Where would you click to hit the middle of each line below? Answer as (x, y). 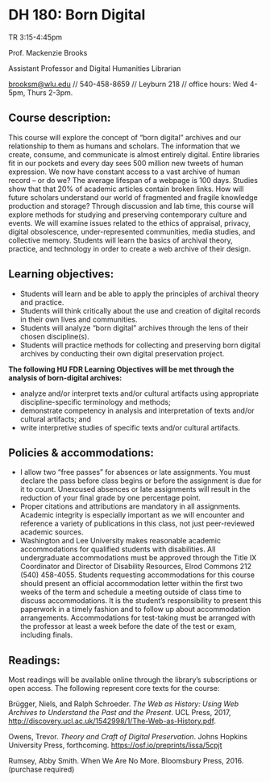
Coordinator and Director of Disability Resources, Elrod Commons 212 (136, 567)
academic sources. (52, 532)
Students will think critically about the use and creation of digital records (140, 310)
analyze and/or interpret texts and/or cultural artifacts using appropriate (139, 393)
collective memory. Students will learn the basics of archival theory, (121, 240)
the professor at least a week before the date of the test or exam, (128, 626)
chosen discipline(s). (55, 336)
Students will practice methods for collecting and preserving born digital (140, 345)
